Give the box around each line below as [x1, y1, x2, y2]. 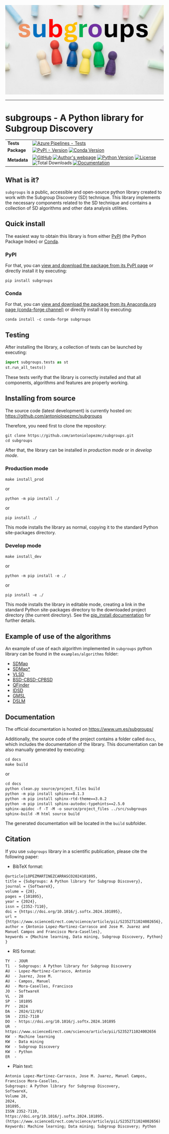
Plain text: [12, 1063, 34, 1069]
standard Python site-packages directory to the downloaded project [5, 607, 146, 613]
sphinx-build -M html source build [5, 811, 80, 816]
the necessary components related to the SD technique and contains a [5, 200, 152, 206]
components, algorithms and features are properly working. [5, 380, 129, 386]
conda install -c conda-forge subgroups [5, 317, 92, 322]
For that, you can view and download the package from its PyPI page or [5, 263, 154, 269]
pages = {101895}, [5, 894, 44, 899]
